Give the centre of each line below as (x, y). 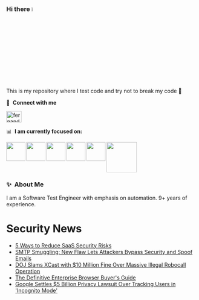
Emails (23, 258)
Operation (28, 271)
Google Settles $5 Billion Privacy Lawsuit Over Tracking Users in (95, 284)
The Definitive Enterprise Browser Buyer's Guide (75, 278)
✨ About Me (25, 184)
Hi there (18, 9)
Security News (44, 229)
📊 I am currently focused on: (44, 131)
